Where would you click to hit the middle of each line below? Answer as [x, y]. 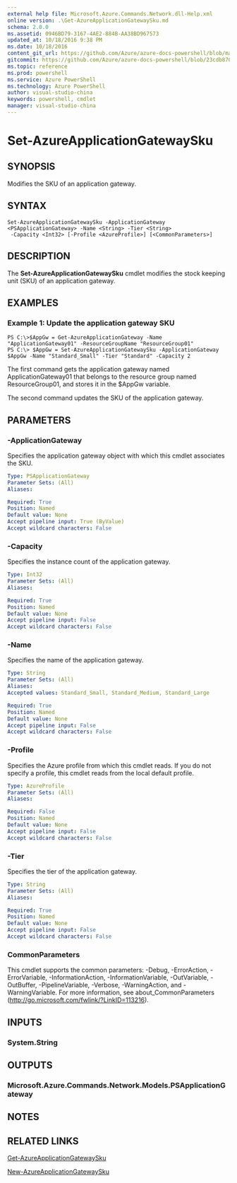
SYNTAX [27, 206]
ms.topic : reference [38, 66]
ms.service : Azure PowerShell [52, 79]
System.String [33, 1042]
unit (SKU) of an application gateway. [61, 280]
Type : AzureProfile [36, 786]
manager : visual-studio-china [52, 106]
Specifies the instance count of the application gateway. [89, 561]
